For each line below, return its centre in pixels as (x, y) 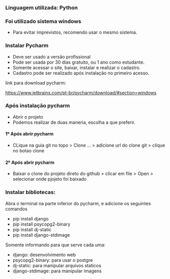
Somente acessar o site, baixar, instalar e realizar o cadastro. (77, 67)
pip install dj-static (32, 229)
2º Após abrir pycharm (30, 162)
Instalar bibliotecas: (31, 192)
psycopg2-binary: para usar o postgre (53, 260)
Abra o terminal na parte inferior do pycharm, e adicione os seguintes (78, 203)
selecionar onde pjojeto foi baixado (49, 179)
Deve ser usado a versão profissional (51, 57)
